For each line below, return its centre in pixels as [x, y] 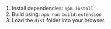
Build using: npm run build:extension [57, 14]
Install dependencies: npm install [52, 8]
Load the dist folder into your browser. [58, 20]
